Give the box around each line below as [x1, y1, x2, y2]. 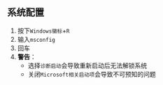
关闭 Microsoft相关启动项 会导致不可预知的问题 [27, 70, 156, 78]
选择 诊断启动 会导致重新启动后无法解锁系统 [27, 61, 148, 70]
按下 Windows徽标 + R [17, 26, 70, 35]
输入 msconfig [17, 35, 56, 43]
